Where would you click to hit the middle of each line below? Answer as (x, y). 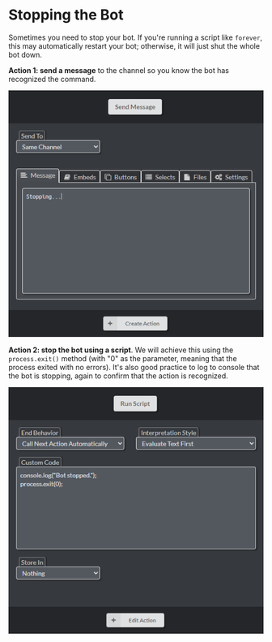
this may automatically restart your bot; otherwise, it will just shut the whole (134, 45)
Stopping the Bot (66, 15)
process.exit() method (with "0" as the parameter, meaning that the (123, 358)
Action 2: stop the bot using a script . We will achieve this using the (121, 350)
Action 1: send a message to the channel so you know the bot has (119, 70)
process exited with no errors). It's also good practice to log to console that (134, 367)
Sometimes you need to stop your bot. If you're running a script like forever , (136, 37)
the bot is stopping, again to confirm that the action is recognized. (118, 376)
